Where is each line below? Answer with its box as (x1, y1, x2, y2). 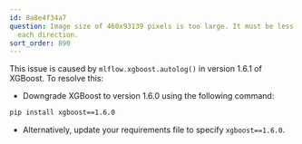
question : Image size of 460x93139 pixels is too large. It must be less (9, 22, 295, 31)
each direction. (17, 30, 79, 39)
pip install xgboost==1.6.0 (9, 108, 116, 118)
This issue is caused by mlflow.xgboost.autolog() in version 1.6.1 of (9, 63, 263, 74)
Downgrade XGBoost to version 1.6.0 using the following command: (22, 91, 275, 101)
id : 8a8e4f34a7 (9, 13, 67, 23)
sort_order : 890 (9, 38, 71, 48)
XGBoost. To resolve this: (9, 73, 104, 84)
